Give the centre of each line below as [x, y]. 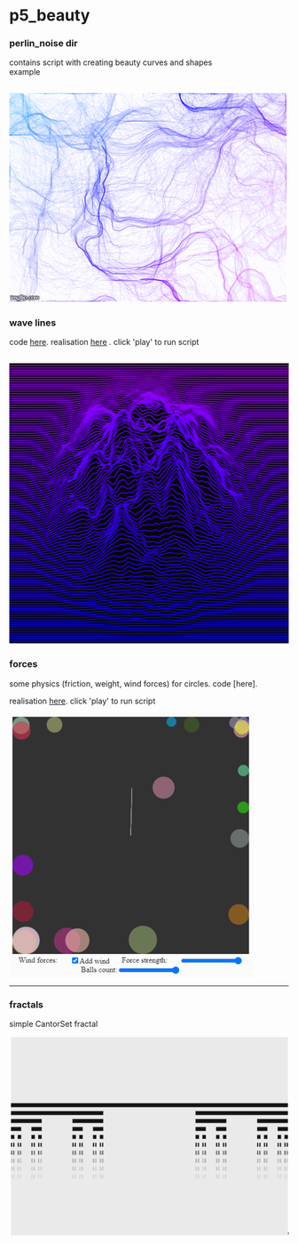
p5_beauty [50, 16]
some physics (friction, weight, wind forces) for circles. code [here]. [133, 683]
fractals [27, 1004]
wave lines [33, 323]
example [25, 72]
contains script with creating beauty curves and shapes [111, 62]
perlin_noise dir [43, 44]
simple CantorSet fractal [54, 1024]
